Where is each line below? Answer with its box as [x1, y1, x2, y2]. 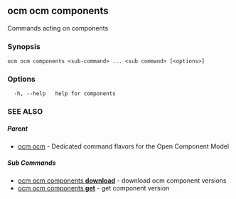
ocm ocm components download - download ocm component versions [17, 176, 227, 185]
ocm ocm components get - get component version [17, 184, 170, 193]
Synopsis [7, 41, 41, 51]
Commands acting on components [7, 23, 109, 32]
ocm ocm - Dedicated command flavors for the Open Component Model [17, 142, 230, 151]
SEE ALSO [7, 107, 43, 117]
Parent [7, 124, 28, 133]
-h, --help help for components [14, 90, 116, 97]
